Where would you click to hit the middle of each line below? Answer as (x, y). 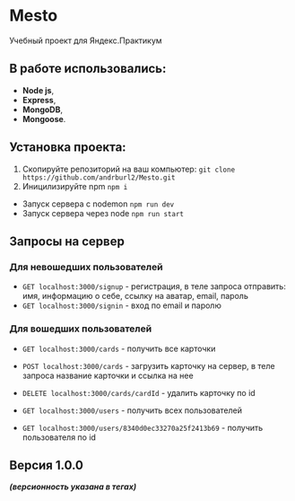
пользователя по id (59, 437)
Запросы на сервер (67, 241)
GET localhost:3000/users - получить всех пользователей (132, 410)
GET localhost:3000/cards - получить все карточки (119, 348)
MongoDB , (42, 110)
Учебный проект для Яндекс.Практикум (86, 40)
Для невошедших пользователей (86, 267)
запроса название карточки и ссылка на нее (108, 375)
